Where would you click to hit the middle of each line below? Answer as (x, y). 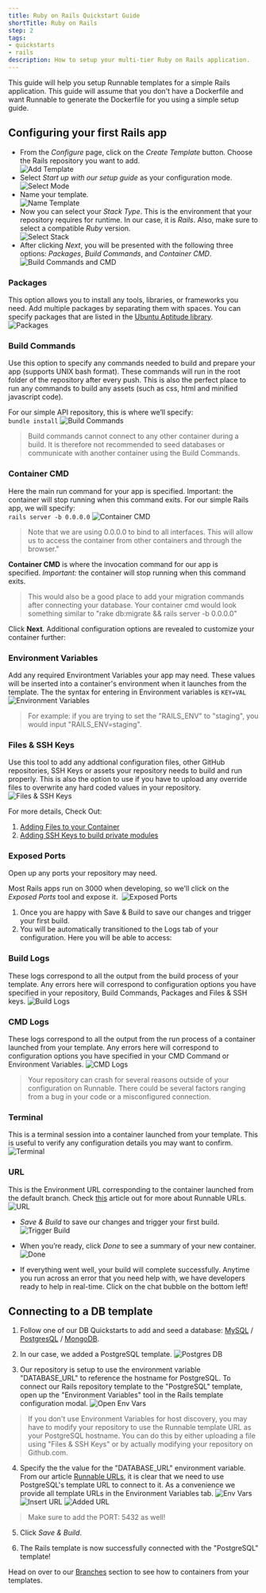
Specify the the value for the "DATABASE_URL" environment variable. (133, 1468)
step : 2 (21, 30)
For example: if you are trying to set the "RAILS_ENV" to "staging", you (143, 716)
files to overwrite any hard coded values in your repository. (104, 787)
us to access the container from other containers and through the (135, 540)
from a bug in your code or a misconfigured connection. (119, 1097)
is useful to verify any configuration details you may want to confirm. (121, 1143)
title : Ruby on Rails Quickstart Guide (74, 16)
